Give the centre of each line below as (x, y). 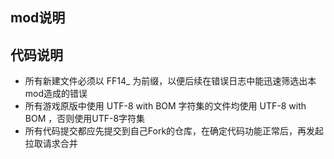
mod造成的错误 (56, 94)
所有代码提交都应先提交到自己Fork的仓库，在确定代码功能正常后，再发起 (174, 131)
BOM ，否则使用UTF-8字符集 (85, 119)
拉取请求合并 (51, 144)
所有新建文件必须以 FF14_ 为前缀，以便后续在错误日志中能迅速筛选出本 (170, 81)
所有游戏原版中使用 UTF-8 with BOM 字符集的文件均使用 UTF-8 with (165, 106)
